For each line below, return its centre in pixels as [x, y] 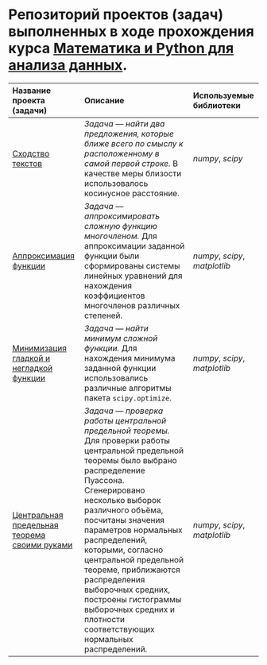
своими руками [43, 544]
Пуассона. [104, 480]
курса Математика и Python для [121, 48]
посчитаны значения [124, 520]
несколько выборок [122, 500]
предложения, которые [129, 133]
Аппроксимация [44, 256]
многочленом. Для [120, 236]
